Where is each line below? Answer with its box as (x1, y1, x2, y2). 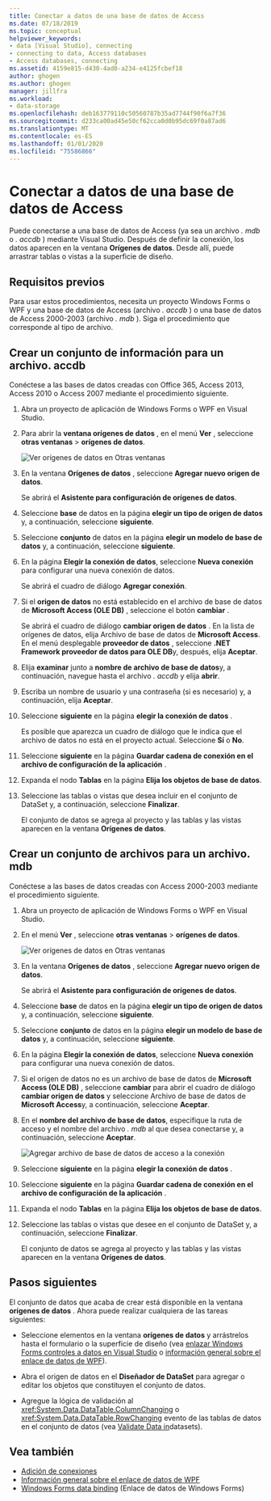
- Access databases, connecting (9, 57, 118, 66)
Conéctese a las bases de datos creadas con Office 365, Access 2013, (9, 379, 244, 389)
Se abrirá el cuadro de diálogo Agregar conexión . (20, 581, 187, 590)
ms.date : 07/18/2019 (9, 19, 79, 27)
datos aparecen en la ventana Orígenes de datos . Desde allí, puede (9, 243, 235, 253)
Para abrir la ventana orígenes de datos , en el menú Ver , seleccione (20, 428, 253, 438)
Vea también (9, 1444, 74, 1458)
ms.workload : (9, 95, 53, 103)
